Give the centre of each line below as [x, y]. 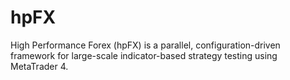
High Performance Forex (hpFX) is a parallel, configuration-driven [145, 45]
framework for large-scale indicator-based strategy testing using [144, 55]
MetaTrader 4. [39, 66]
